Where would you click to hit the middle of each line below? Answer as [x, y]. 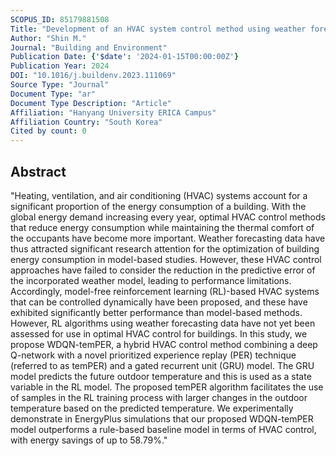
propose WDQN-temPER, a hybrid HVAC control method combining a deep [164, 344]
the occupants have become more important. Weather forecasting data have [168, 238]
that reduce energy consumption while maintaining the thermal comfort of [162, 227]
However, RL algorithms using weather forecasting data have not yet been [163, 323]
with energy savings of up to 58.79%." [89, 440]
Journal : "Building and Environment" [89, 47]
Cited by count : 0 [48, 131]
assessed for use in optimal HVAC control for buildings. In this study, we [159, 333]
